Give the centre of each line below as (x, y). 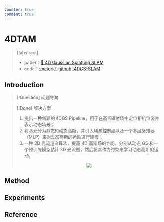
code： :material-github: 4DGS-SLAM (62, 69)
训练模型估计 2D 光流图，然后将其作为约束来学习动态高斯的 (94, 150)
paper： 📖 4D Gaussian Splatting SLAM (64, 63)
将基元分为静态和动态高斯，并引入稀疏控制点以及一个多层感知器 (89, 131)
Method (17, 181)
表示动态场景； (39, 125)
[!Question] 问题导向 (38, 98)
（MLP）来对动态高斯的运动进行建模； (64, 137)
